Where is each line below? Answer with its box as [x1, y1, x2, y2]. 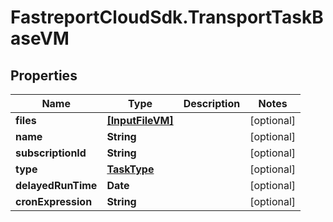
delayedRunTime [15, 179, 98, 192]
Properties [10, 67, 78, 84]
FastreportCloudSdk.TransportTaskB [10, 6, 324, 29]
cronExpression [15, 195, 93, 208]
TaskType [106, 162, 155, 176]
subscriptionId [15, 146, 87, 160]
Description [183, 97, 241, 110]
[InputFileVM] [106, 114, 174, 127]
